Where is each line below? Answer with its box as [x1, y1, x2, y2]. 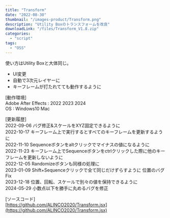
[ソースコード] [5, 196, 36, 202]
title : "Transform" [5, 7, 47, 13]
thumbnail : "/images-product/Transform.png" [5, 17, 101, 22]
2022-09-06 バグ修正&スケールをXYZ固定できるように [5, 122, 121, 128]
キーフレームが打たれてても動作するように [12, 84, 102, 90]
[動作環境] [5, 94, 27, 100]
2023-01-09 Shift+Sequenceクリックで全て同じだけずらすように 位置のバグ [5, 167, 165, 173]
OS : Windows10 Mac [5, 105, 50, 112]
